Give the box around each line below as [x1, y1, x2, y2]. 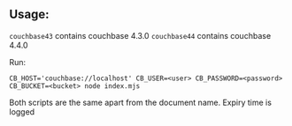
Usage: [9, 7, 50, 22]
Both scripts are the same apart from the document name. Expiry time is [9, 97, 273, 107]
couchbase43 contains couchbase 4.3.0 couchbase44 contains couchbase [9, 30, 272, 41]
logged [9, 106, 35, 117]
